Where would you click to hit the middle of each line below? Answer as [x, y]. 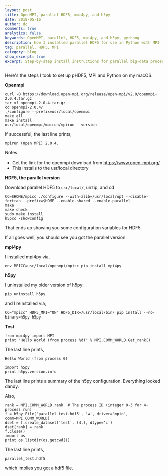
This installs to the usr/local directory [50, 168]
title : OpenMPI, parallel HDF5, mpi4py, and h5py [58, 15]
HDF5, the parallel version [33, 178]
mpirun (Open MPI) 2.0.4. [32, 143]
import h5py [17, 367]
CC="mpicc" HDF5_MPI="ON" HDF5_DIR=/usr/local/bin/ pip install [73, 313]
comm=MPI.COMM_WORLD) [28, 419]
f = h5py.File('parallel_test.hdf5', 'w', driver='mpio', [67, 414]
